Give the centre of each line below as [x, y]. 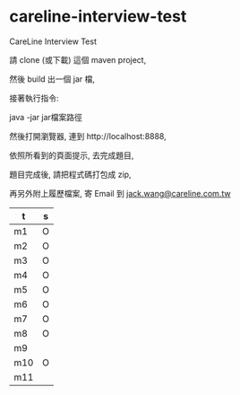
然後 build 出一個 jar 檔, [52, 79]
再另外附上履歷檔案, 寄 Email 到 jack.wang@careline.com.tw [120, 193]
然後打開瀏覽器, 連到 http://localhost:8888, [88, 136]
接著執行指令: [34, 98]
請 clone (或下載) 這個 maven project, [78, 59]
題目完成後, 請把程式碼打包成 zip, [70, 174]
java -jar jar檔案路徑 [46, 117]
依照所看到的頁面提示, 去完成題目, [72, 155]
